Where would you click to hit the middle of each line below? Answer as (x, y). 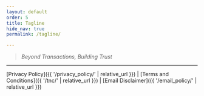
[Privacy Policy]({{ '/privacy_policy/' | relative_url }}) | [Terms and (87, 74)
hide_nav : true (25, 29)
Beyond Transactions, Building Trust (66, 57)
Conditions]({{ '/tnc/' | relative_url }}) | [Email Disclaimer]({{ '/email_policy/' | (102, 81)
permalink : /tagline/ (34, 34)
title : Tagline (25, 23)
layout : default (27, 12)
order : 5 (17, 18)
